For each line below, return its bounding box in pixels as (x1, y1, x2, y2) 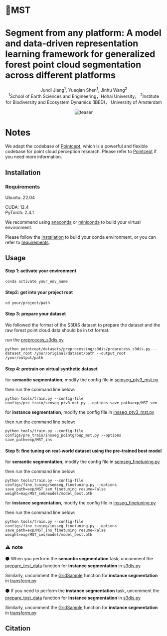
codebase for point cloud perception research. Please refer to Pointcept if (5, 149, 157, 155)
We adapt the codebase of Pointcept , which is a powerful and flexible (5, 143, 148, 149)
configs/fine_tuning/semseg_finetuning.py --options (5, 482, 117, 487)
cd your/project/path (5, 300, 50, 306)
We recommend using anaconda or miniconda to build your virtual (5, 219, 141, 225)
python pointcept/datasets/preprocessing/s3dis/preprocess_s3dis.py (5, 346, 151, 352)
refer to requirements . (5, 239, 50, 246)
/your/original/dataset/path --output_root (34, 351, 126, 356)
